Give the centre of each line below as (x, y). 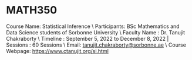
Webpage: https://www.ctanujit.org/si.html (57, 51)
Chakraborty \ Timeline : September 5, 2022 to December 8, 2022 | (87, 38)
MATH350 (32, 10)
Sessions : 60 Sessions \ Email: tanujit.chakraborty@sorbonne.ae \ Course (96, 45)
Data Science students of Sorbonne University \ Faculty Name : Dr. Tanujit (96, 32)
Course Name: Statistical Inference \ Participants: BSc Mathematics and (93, 26)
